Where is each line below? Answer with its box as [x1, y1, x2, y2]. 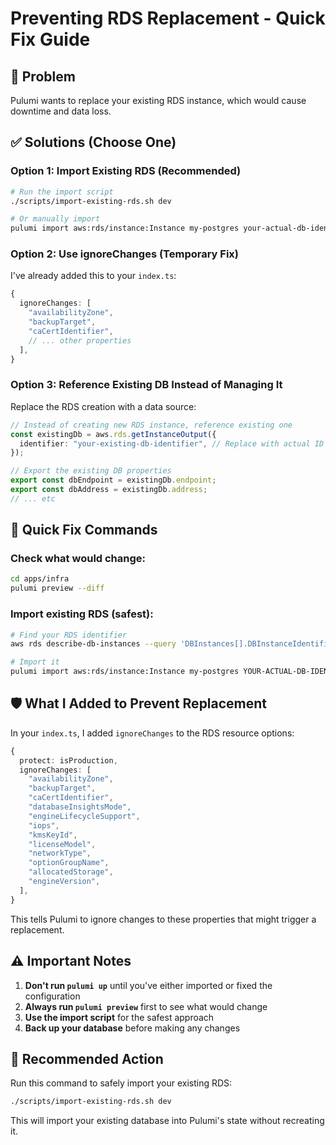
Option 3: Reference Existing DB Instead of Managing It [10, 378, 283, 392]
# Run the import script [10, 187, 114, 197]
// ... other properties [28, 335, 132, 346]
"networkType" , [28, 848, 92, 859]
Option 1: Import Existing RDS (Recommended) [10, 164, 242, 178]
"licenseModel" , [28, 839, 97, 849]
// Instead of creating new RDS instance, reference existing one [10, 420, 293, 430]
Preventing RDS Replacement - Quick [10, 7, 326, 30]
